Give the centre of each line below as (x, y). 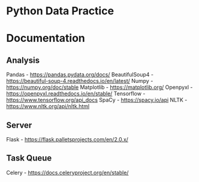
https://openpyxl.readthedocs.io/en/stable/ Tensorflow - (76, 94)
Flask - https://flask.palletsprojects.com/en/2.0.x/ (67, 139)
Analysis (23, 60)
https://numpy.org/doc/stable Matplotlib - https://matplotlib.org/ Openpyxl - (99, 87)
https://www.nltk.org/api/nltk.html (48, 106)
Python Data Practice (60, 11)
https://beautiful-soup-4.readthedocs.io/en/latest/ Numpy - (80, 81)
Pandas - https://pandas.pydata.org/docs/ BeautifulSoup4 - (80, 75)
